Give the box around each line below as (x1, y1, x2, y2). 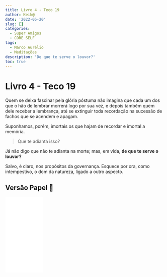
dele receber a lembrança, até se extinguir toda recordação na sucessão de (5, 108, 162, 114)
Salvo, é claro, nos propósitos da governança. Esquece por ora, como (5, 163, 150, 170)
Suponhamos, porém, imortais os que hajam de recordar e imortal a (5, 123, 145, 129)
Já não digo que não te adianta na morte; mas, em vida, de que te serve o (5, 148, 158, 154)
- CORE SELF (10, 36, 35, 41)
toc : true (5, 59, 26, 64)
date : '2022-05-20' (5, 17, 46, 22)
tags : (5, 40, 17, 45)
